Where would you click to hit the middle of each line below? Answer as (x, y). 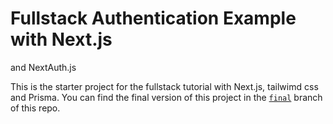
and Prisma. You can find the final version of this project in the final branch (166, 97)
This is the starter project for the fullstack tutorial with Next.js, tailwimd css (164, 86)
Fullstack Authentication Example (153, 18)
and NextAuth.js (43, 67)
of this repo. (35, 108)
